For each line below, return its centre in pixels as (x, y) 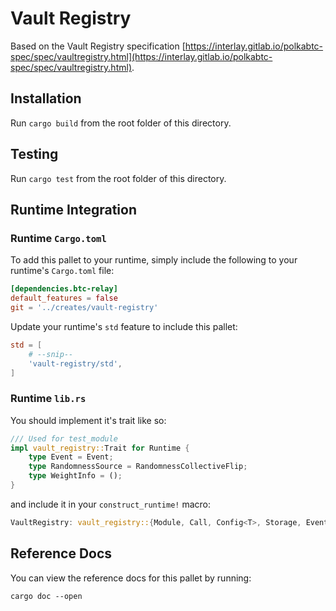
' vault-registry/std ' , (75, 363)
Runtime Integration (73, 209)
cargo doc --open (46, 596)
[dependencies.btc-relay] (64, 289)
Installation (46, 98)
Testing (34, 154)
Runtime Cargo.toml (58, 238)
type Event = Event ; (71, 457)
